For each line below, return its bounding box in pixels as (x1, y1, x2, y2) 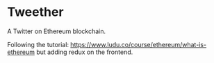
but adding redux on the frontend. (35, 48, 133, 56)
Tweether (7, 4, 64, 20)
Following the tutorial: (7, 40, 69, 48)
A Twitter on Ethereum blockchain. (7, 27, 106, 35)
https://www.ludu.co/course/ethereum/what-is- (70, 40, 207, 48)
